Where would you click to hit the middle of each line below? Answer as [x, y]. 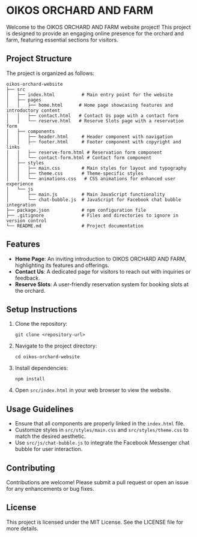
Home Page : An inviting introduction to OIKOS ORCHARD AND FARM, [101, 259]
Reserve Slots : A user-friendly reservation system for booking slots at [102, 284]
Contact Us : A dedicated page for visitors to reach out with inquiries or [103, 271]
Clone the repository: [41, 324]
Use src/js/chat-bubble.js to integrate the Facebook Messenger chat [102, 443]
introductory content [33, 110]
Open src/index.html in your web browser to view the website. [93, 390]
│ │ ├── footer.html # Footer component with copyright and [94, 142]
